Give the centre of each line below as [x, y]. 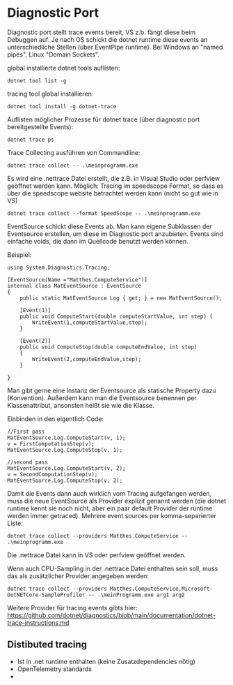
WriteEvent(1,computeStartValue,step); [90, 323]
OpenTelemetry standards [55, 669]
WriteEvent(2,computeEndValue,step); [87, 359]
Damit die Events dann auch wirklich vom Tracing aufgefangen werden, [110, 493]
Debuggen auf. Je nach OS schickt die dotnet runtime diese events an [107, 39]
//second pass [28, 462]
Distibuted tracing [47, 645]
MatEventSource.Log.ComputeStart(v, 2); [67, 468]
